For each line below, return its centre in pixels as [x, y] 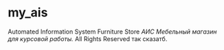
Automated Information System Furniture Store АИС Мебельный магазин [112, 32]
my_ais [28, 13]
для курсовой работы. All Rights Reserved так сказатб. [88, 38]
